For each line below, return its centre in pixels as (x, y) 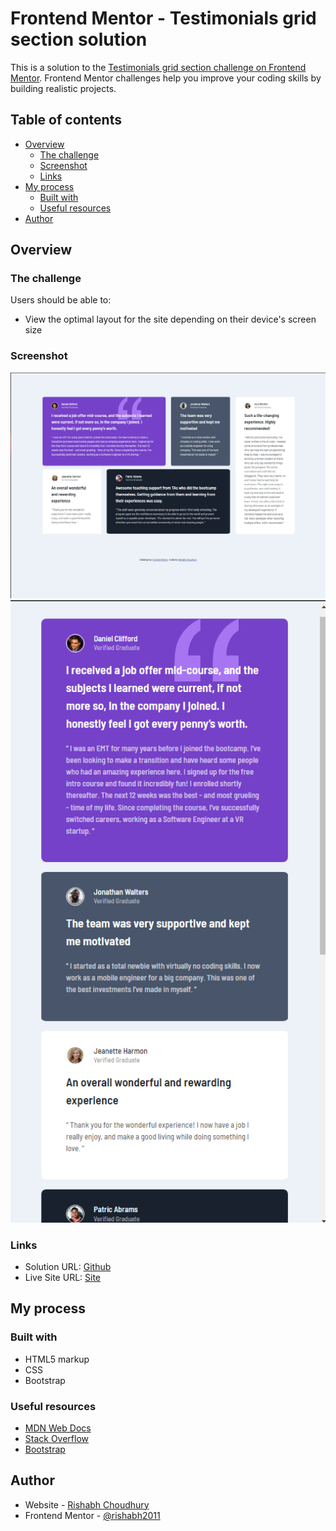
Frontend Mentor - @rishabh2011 (92, 1515)
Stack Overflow (57, 1438)
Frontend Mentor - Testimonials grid (163, 18)
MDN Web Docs (58, 1428)
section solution (79, 39)
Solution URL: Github (68, 1266)
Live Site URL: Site (63, 1277)
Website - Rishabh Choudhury (87, 1504)
